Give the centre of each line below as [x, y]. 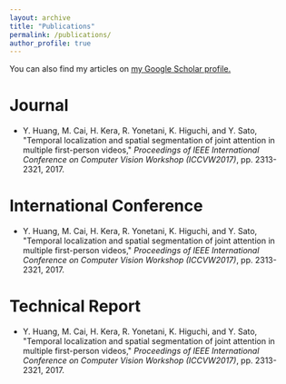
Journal [39, 106]
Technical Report [75, 306]
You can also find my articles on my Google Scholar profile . [120, 69]
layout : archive [40, 18]
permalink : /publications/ [60, 34]
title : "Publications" [52, 26]
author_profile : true [50, 43]
